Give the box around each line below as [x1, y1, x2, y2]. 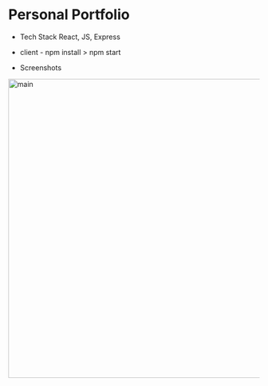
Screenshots [19, 62, 62, 73]
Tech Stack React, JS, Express [19, 32, 121, 41]
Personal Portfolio [8, 6, 130, 24]
